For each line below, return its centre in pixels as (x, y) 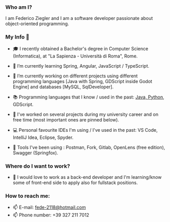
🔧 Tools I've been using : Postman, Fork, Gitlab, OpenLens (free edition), (89, 147)
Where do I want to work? (38, 166)
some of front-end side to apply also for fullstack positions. (75, 183)
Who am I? (19, 7)
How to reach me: (28, 196)
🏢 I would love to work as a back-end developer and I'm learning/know (87, 177)
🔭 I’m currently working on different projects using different (75, 76)
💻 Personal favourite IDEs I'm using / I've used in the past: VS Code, (85, 130)
